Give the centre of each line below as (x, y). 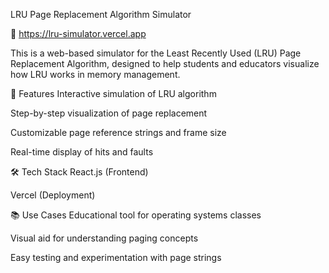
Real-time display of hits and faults (82, 152)
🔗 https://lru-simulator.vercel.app (78, 33)
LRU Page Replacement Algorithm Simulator (101, 14)
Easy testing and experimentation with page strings (116, 257)
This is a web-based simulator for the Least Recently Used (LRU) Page (156, 53)
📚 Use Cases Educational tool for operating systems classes (136, 215)
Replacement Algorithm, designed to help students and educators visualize (165, 63)
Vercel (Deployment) (53, 195)
